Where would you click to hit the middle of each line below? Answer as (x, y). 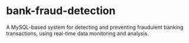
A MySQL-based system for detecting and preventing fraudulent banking (95, 27)
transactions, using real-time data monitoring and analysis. (78, 33)
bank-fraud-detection (61, 11)
